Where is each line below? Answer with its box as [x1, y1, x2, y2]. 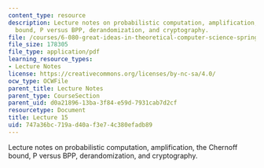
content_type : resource [8, 11, 86, 20]
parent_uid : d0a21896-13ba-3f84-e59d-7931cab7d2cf [8, 99, 178, 107]
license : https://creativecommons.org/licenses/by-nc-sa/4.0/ [8, 70, 216, 78]
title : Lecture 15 [8, 114, 68, 122]
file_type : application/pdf [8, 48, 101, 56]
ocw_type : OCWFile [8, 77, 68, 85]
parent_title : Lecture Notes [8, 84, 104, 93]
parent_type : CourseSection [8, 92, 101, 100]
